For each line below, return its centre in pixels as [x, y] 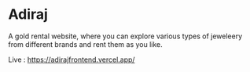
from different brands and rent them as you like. [85, 44]
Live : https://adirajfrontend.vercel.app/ [72, 59]
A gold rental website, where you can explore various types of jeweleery [125, 36]
